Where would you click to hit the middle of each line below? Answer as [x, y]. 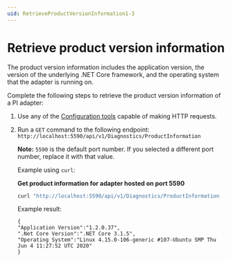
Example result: [40, 209]
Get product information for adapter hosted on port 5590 [101, 183]
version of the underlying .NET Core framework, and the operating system [113, 74]
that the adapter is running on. [50, 82]
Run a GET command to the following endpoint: [83, 130]
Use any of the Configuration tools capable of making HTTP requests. [117, 116]
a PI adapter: [25, 103]
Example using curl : [46, 170]
